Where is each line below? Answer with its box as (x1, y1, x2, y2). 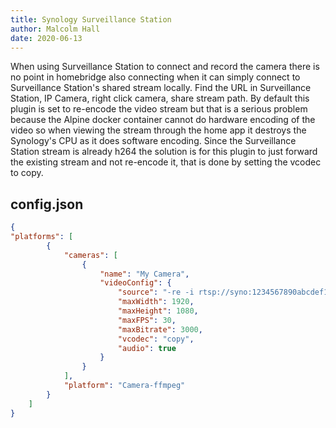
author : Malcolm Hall (10, 24, 101, 34)
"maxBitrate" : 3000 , (117, 324, 203, 335)
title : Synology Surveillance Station (10, 14, 172, 25)
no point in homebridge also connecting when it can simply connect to (10, 71, 301, 83)
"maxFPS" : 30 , (117, 315, 177, 325)
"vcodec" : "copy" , (117, 334, 195, 344)
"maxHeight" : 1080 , (117, 306, 199, 316)
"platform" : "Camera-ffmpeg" (63, 381, 186, 391)
